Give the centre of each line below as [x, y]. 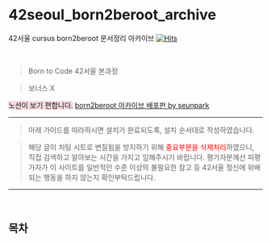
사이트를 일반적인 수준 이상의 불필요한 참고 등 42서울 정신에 [152, 167]
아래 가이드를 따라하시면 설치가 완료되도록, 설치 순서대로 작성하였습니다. [141, 130]
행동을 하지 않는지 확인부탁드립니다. [99, 177]
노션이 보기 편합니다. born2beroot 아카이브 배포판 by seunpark [109, 105]
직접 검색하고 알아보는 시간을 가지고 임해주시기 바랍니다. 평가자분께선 [137, 157]
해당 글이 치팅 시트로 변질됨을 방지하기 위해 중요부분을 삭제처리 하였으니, [141, 147]
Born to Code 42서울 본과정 [73, 71]
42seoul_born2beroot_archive [112, 15]
